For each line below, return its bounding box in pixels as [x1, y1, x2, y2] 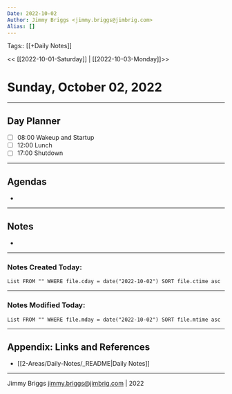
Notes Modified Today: [7, 300, 86, 310]
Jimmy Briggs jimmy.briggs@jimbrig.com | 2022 [7, 380, 144, 388]
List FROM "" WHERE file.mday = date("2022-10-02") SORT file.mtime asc [7, 316, 221, 323]
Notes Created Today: [7, 262, 83, 272]
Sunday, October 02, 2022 [7, 79, 162, 95]
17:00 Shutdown [17, 149, 64, 157]
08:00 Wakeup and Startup [17, 134, 95, 142]
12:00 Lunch [17, 141, 53, 149]
